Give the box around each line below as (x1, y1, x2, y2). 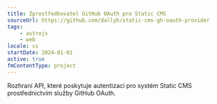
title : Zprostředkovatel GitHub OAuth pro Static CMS (7, 10, 167, 17)
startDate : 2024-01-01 (7, 50, 73, 57)
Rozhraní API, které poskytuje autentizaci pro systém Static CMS (7, 81, 193, 89)
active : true (7, 56, 45, 63)
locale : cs (7, 43, 39, 50)
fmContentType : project (7, 62, 77, 69)
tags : (7, 23, 23, 30)
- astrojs (19, 29, 49, 37)
